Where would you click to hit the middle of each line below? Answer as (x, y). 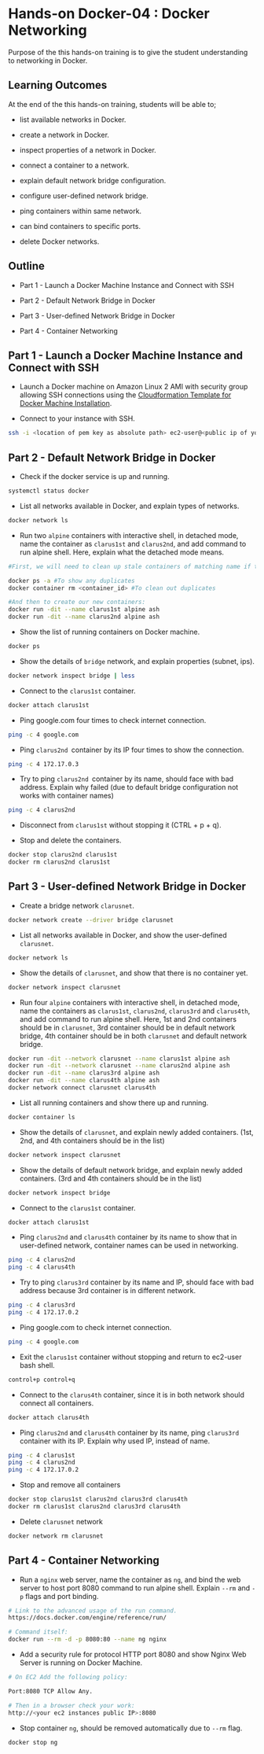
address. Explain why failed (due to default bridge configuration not (129, 787)
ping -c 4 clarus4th (42, 1267)
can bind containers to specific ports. (80, 226)
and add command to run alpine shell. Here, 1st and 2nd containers (128, 1019)
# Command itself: (38, 1632)
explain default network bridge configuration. (93, 180)
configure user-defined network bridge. (84, 195)
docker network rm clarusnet (56, 1536)
